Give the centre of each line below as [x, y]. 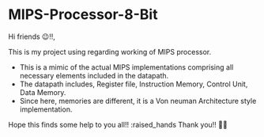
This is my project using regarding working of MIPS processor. [110, 51]
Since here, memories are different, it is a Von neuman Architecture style [138, 101]
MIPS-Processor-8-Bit [83, 15]
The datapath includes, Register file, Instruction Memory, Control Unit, [134, 84]
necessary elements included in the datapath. [94, 75]
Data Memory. [43, 92]
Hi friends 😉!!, [32, 36]
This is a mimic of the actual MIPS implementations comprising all [126, 67]
